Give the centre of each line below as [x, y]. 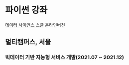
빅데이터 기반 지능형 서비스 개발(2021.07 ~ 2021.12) [65, 58]
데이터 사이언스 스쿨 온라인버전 [35, 25]
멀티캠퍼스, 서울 [28, 42]
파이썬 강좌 [26, 10]
